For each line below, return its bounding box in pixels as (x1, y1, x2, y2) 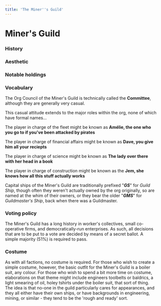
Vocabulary (5, 84, 33, 91)
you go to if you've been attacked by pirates (5, 129, 95, 135)
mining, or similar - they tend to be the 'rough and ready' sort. (5, 295, 128, 301)
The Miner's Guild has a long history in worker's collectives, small (5, 221, 136, 227)
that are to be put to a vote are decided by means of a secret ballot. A (5, 231, 144, 237)
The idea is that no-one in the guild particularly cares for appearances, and (5, 285, 155, 291)
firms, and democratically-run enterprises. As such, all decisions (25, 226, 154, 232)
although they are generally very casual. (5, 100, 86, 106)
